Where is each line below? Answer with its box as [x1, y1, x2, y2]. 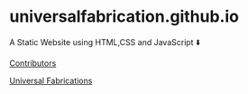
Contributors [9, 57, 57, 69]
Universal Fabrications [9, 75, 93, 86]
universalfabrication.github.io [9, 6, 239, 27]
